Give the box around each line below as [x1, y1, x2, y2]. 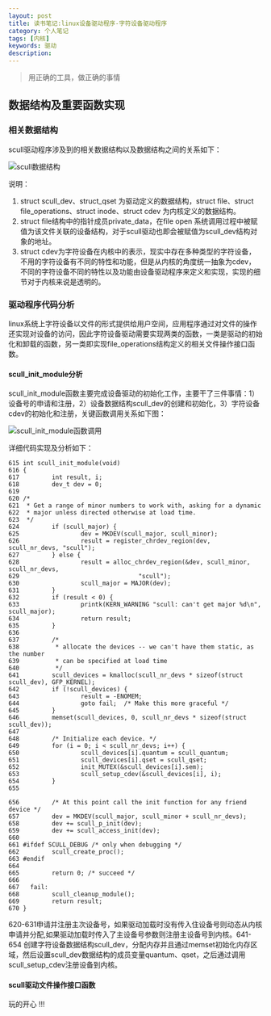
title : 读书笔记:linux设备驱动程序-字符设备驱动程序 [8, 19, 168, 27]
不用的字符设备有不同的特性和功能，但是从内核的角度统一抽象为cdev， [19, 256, 256, 267]
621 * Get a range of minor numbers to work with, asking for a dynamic [8, 502, 262, 510]
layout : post [8, 11, 52, 20]
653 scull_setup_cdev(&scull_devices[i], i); [8, 770, 222, 779]
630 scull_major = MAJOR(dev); [8, 579, 172, 588]
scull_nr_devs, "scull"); [8, 544, 95, 552]
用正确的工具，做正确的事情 [27, 73, 121, 82]
